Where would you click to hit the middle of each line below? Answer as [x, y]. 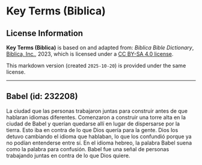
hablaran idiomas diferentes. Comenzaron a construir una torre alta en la [96, 117]
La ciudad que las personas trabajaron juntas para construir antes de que [97, 111]
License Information [44, 33]
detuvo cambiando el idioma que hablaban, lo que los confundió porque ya [99, 136]
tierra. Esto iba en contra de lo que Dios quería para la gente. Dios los [92, 130]
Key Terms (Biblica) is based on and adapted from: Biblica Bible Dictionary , [100, 47]
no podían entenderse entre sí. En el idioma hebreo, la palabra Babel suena [99, 143]
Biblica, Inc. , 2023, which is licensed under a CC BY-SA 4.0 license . [90, 54]
